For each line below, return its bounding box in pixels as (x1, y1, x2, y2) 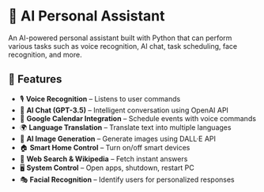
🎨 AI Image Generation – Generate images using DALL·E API (19, 134, 216, 143)
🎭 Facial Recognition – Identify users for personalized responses (19, 175, 235, 184)
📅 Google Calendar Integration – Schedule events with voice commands (19, 113, 257, 123)
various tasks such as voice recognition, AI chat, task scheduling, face (8, 41, 238, 50)
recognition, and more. (8, 50, 82, 59)
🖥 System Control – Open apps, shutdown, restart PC (19, 163, 195, 172)
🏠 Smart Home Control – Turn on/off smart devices (19, 142, 190, 152)
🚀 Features (8, 72, 62, 86)
